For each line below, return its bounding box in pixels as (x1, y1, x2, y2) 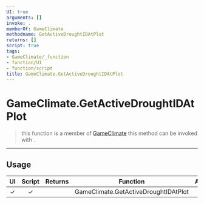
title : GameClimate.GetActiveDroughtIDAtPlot (6, 71, 123, 77)
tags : (6, 48, 20, 54)
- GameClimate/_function (6, 54, 69, 60)
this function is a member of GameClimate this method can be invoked (21, 130, 197, 137)
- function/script (6, 65, 53, 71)
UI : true (6, 8, 29, 15)
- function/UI (6, 59, 42, 65)
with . (21, 136, 36, 143)
